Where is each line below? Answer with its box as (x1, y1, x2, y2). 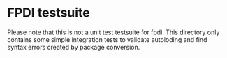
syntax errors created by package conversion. (7, 43, 140, 51)
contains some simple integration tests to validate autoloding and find (7, 35, 207, 43)
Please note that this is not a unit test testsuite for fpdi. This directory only (7, 28, 220, 36)
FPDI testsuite (7, 5, 91, 21)
